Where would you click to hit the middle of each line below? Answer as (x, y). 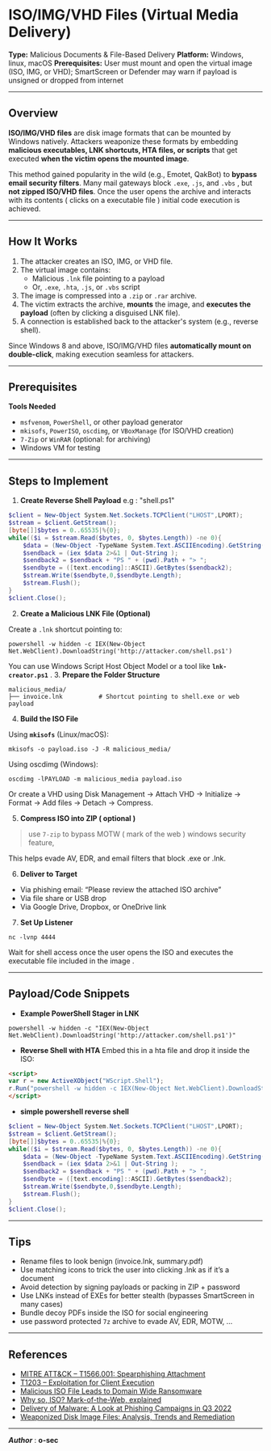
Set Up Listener (46, 922)
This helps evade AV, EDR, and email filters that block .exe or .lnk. (117, 858)
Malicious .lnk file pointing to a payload (98, 278)
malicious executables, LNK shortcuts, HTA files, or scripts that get (123, 150)
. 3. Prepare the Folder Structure (105, 675)
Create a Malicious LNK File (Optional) (85, 613)
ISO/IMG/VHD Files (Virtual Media (124, 15)
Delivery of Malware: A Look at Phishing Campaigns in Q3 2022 (126, 1408)
